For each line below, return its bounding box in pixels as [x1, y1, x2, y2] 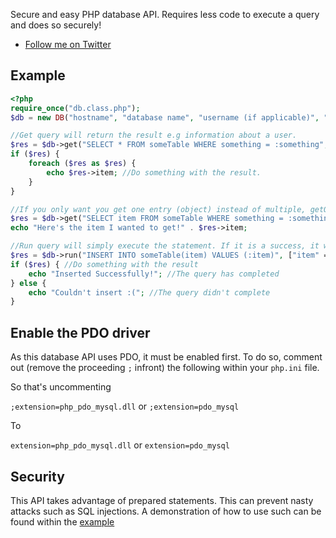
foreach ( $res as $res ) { [28, 159, 137, 169]
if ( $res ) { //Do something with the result [10, 259, 199, 269]
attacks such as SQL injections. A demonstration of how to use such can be [10, 505, 322, 517]
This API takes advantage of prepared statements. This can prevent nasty [10, 494, 314, 506]
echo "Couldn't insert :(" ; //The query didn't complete [28, 287, 271, 298]
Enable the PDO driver [10, 324, 151, 341]
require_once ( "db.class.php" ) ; [10, 103, 141, 113]
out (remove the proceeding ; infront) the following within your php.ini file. [10, 362, 320, 374]
